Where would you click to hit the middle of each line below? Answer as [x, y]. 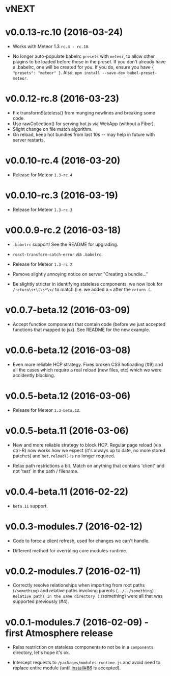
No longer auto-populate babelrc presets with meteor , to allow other [84, 56]
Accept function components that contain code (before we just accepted [89, 324]
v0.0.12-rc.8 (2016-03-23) [62, 99]
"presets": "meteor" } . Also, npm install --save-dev [69, 73]
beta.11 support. [30, 506]
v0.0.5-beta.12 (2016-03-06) [68, 396]
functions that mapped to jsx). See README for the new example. [81, 330]
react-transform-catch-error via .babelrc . [58, 254]
